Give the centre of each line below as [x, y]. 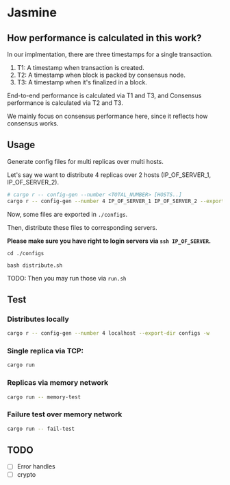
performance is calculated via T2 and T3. [65, 103]
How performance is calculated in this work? [104, 38]
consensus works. [33, 123]
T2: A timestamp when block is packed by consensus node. [101, 75]
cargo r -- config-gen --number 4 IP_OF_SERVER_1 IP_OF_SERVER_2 [102, 201]
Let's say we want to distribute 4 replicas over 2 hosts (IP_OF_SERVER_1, [109, 175]
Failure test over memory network [65, 414]
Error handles [36, 466]
